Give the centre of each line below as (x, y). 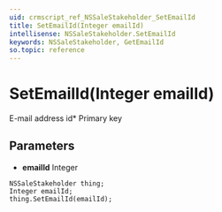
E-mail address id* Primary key (65, 118)
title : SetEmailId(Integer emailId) (77, 26)
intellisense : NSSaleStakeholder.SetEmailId (92, 34)
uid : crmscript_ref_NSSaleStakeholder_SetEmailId (103, 17)
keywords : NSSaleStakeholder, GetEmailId (87, 42)
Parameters (42, 146)
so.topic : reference (47, 50)
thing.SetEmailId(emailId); (61, 199)
